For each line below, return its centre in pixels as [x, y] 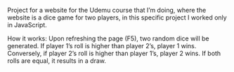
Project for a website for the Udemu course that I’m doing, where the [107, 10]
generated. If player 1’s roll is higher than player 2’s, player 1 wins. [102, 46]
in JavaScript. [27, 25]
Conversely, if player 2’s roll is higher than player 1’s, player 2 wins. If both [114, 53]
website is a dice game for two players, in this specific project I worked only [117, 17]
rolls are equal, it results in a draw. [57, 61]
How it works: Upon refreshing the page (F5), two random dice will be [108, 38]
